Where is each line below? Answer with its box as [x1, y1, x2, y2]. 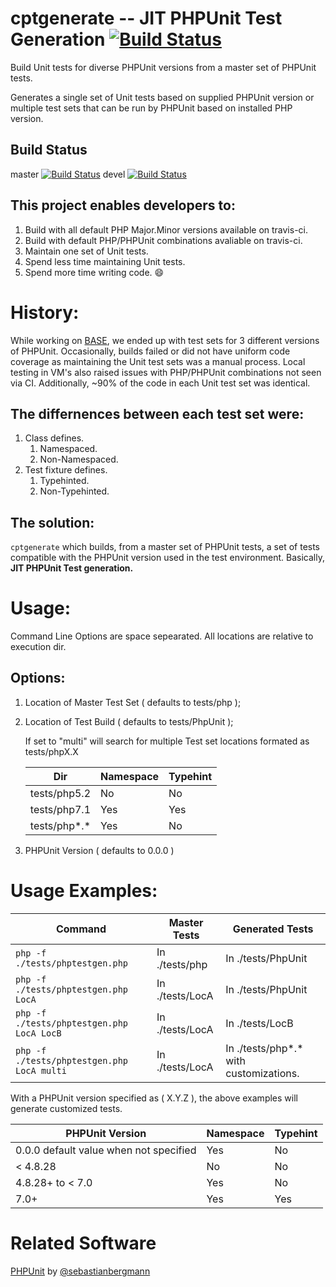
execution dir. [10, 641, 67, 653]
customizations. [225, 1066, 300, 1080]
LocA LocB [15, 1027, 62, 1039]
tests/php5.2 [29, 786, 92, 800]
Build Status [10, 142, 88, 159]
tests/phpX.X [24, 745, 79, 757]
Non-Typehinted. [39, 485, 110, 497]
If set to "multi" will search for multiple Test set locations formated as [24, 735, 310, 747]
